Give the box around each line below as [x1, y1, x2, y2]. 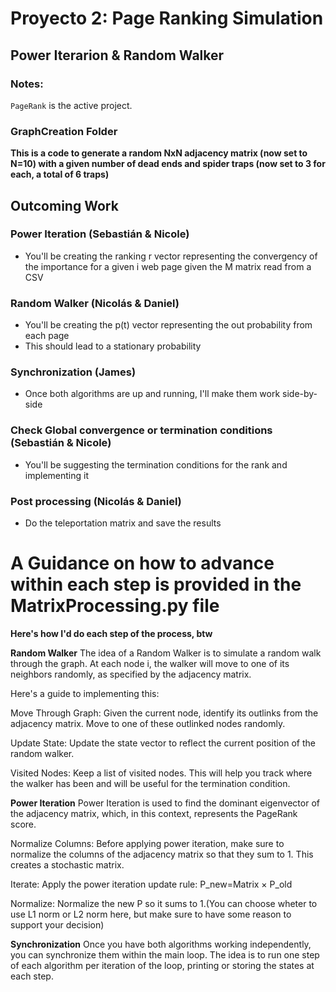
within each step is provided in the [10, 573, 302, 596]
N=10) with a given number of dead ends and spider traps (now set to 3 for [10, 158, 326, 170]
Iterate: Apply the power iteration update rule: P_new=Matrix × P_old [10, 878, 293, 890]
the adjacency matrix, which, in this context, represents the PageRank [10, 807, 298, 819]
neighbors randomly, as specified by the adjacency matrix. [10, 668, 252, 680]
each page [24, 330, 70, 342]
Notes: [10, 77, 44, 91]
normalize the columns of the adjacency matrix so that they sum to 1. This [10, 848, 314, 860]
